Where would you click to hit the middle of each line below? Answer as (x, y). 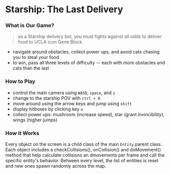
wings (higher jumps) (35, 120)
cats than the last (31, 68)
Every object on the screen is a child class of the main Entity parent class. (84, 144)
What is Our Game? (30, 26)
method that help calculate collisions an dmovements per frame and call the (85, 155)
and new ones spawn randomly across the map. (56, 166)
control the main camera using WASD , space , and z (64, 93)
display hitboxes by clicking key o (48, 109)
